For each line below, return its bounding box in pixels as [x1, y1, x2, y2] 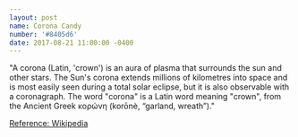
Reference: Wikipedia [9, 118, 89, 129]
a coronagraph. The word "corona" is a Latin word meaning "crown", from [9, 91, 282, 102]
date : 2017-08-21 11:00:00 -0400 [9, 38, 134, 47]
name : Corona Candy [9, 21, 82, 30]
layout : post [9, 13, 58, 22]
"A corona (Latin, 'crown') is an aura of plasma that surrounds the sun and [9, 63, 282, 73]
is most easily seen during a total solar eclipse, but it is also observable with [9, 81, 290, 92]
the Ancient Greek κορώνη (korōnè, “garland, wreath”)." [9, 100, 215, 112]
